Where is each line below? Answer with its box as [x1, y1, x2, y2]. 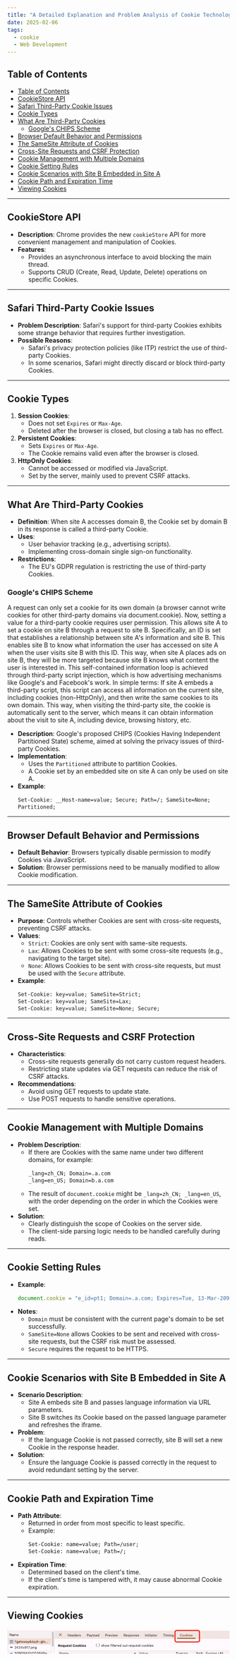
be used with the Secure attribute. [28, 969, 126, 977]
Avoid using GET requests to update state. [28, 1087, 151, 1095]
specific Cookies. [28, 275, 79, 284]
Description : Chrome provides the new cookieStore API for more [17, 230, 207, 238]
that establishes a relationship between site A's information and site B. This [7, 634, 226, 642]
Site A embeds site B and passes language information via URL [28, 1398, 212, 1407]
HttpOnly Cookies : [17, 457, 73, 465]
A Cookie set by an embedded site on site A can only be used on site [28, 767, 229, 775]
